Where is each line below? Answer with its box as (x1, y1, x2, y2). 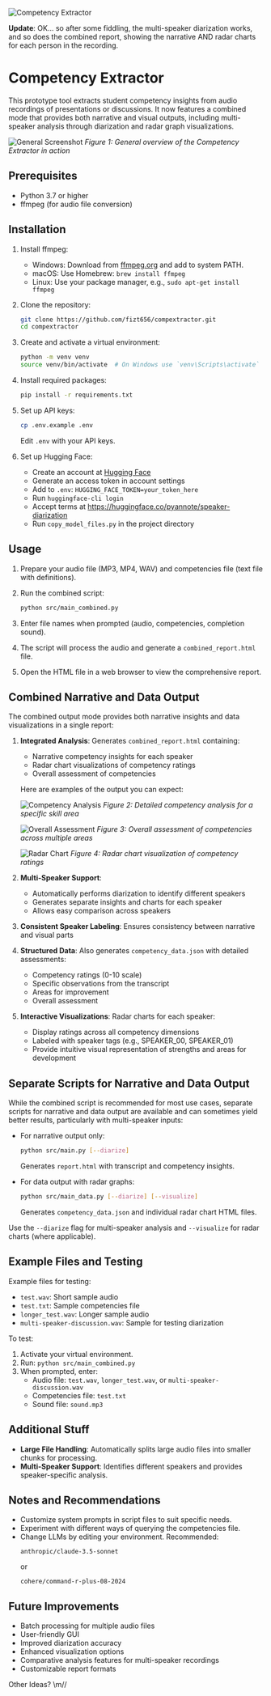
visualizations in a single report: (8, 720, 114, 730)
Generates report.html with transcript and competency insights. (19, 1161, 235, 1171)
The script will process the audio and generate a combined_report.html (19, 642, 256, 652)
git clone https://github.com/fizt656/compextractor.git (19, 316, 217, 324)
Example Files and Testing (8, 1255, 143, 1269)
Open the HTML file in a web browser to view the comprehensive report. (19, 667, 261, 676)
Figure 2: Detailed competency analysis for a (103, 800, 253, 810)
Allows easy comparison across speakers (32, 906, 171, 916)
